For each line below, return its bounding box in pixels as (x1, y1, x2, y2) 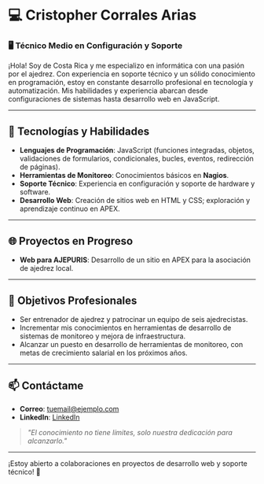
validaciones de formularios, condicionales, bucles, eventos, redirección (19, 154, 254, 164)
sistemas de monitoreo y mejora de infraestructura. (19, 331, 186, 341)
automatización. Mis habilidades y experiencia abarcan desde (8, 86, 208, 95)
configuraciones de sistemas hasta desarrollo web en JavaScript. (8, 94, 220, 104)
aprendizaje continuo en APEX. (19, 204, 120, 213)
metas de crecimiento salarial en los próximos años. (19, 348, 188, 357)
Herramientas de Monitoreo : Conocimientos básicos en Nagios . (19, 171, 229, 180)
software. (19, 187, 51, 197)
